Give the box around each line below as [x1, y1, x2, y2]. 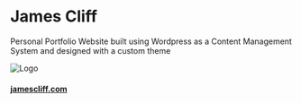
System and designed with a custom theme [10, 45, 171, 56]
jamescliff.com [10, 83, 68, 94]
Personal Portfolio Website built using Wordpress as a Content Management [10, 36, 292, 47]
